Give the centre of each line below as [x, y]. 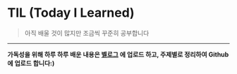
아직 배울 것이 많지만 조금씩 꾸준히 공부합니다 [87, 33]
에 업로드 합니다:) [31, 63]
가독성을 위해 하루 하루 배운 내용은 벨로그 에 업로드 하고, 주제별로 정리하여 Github [118, 54]
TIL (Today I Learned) [71, 13]
